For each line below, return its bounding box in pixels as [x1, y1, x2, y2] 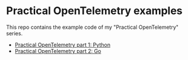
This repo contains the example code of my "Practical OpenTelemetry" [6, 24, 179, 31]
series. [6, 29, 23, 36]
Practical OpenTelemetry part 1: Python [14, 41, 111, 48]
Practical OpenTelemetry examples [6, 4, 183, 18]
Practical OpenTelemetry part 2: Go [14, 47, 101, 54]
